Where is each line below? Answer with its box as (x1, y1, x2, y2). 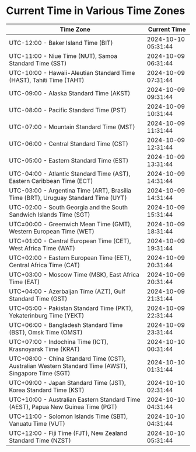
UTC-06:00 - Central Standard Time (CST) (9, 139, 128, 147)
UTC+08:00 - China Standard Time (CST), (9, 354, 126, 363)
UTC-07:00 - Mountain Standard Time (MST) (9, 123, 135, 131)
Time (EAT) (9, 278, 40, 286)
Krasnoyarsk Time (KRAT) (9, 345, 80, 353)
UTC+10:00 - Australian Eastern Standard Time (9, 395, 141, 403)
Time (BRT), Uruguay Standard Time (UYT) (9, 194, 127, 202)
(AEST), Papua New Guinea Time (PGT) (9, 402, 118, 410)
